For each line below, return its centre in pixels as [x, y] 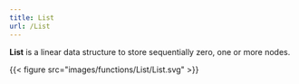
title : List [32, 18]
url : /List [30, 26]
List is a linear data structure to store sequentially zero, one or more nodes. [150, 51]
